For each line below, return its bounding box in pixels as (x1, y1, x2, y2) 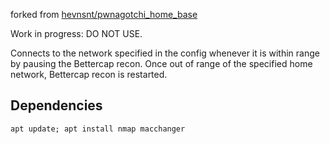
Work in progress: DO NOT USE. (10, 28, 143, 39)
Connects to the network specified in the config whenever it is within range (10, 47, 320, 59)
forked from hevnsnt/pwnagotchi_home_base (10, 9, 198, 20)
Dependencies (10, 97, 103, 114)
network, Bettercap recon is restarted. (10, 69, 168, 80)
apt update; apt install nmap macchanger (10, 124, 186, 134)
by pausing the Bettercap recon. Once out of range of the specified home (10, 58, 313, 69)
